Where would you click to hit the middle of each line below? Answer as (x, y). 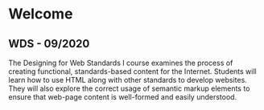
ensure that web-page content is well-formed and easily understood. (123, 97)
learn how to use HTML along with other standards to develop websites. (128, 80)
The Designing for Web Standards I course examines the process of (121, 63)
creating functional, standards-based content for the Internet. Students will (132, 71)
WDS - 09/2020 (49, 44)
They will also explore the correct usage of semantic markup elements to (129, 88)
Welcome (41, 14)
